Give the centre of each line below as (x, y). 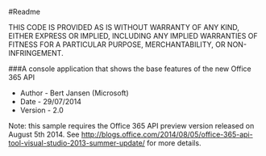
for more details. (174, 143)
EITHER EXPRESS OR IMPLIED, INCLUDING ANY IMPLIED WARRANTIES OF (133, 36)
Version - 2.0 (42, 110)
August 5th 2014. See (44, 134)
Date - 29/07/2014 (51, 101)
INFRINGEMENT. (36, 53)
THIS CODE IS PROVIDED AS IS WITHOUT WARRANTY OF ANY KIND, (124, 27)
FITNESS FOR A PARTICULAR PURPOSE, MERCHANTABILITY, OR (117, 44)
